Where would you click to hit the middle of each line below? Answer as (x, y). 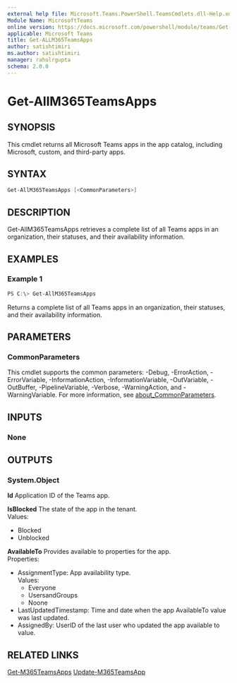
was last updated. (43, 618)
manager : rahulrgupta (39, 60)
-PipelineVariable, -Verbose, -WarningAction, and (110, 387)
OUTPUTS (30, 460)
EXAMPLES (33, 259)
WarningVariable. (32, 395)
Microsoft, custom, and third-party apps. (66, 152)
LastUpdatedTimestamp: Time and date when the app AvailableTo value (122, 610)
